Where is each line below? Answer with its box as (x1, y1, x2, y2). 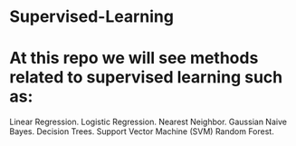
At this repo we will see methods (9, 48, 259, 69)
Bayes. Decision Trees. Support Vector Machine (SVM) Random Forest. (9, 126, 274, 137)
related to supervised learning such (9, 67, 283, 88)
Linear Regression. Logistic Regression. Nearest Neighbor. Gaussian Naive (9, 116, 288, 128)
